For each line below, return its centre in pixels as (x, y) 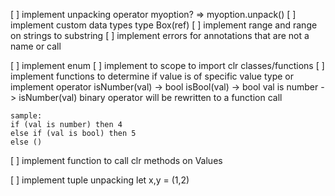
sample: (26, 116)
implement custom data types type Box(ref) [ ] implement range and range (164, 25)
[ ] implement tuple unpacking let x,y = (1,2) (100, 180)
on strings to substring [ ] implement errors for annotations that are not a (160, 35)
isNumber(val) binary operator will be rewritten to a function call (150, 97)
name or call (36, 46)
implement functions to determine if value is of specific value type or (152, 76)
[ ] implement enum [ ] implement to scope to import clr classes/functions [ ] (167, 65)
